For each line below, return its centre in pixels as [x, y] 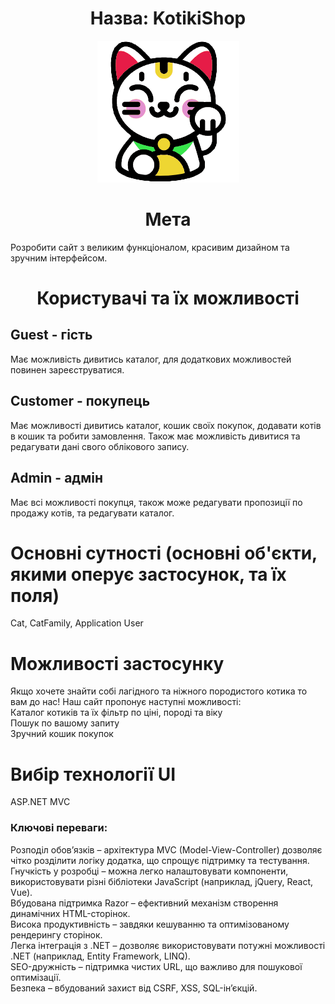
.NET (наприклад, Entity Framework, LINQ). [100, 956]
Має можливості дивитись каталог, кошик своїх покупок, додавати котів [166, 425]
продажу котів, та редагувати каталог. [92, 513]
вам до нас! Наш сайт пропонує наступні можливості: [126, 702]
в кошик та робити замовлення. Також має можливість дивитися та [155, 436]
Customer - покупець [80, 401]
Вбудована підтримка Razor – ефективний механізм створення [144, 903]
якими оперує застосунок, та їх [148, 574]
